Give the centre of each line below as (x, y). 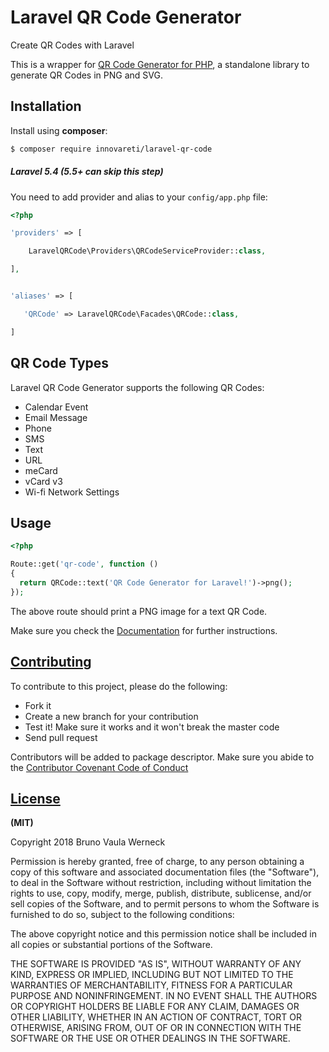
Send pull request (61, 737)
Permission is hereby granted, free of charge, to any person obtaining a (157, 862)
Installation (46, 106)
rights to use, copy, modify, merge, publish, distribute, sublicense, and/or (161, 893)
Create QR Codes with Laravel (72, 45)
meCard (41, 470)
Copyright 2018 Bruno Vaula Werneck (88, 842)
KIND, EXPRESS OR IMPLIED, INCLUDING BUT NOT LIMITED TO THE (152, 975)
